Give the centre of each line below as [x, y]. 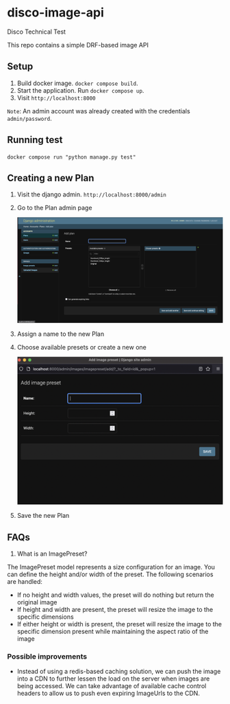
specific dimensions [45, 617]
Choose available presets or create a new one [82, 347]
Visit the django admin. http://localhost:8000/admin [91, 194]
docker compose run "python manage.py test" [72, 157]
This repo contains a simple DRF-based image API [78, 45]
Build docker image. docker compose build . [77, 83]
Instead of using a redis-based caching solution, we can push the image [119, 672]
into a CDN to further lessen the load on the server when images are [113, 679]
